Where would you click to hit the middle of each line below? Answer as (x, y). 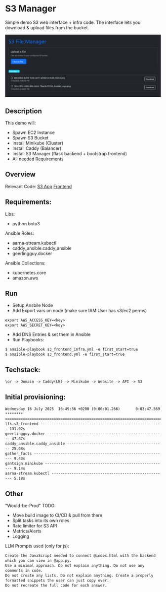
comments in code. (24, 570)
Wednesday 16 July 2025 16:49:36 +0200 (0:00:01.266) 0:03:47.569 (83, 409)
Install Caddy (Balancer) (37, 148)
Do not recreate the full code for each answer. (56, 585)
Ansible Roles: (20, 233)
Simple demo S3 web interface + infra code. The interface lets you (73, 22)
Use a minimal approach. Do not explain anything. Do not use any (75, 565)
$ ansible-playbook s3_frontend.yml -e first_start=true (65, 355)
